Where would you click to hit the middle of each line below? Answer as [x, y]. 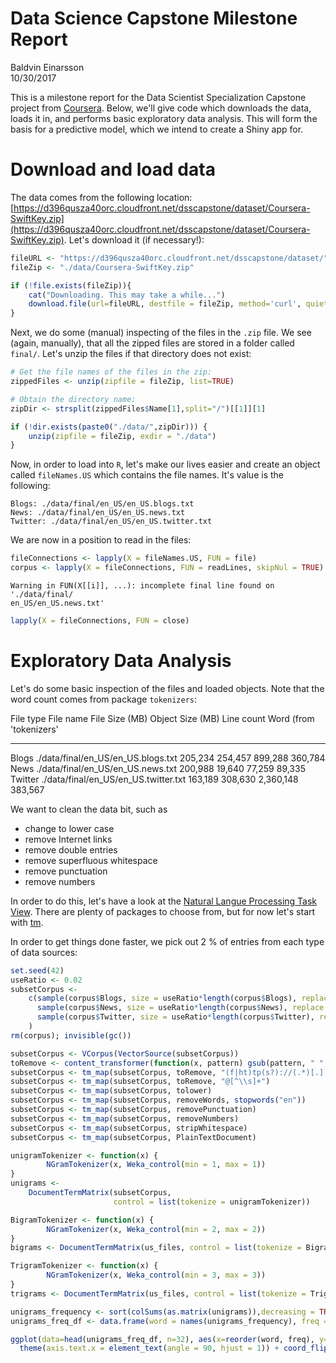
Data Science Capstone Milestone [154, 18]
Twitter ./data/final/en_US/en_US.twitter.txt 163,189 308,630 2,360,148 [154, 779]
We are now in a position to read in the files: [101, 540]
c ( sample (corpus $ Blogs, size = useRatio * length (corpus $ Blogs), [163, 998]
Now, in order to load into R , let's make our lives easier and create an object [165, 464]
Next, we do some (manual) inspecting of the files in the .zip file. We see [161, 333]
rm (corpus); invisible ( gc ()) [71, 1035]
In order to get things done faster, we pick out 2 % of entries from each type [167, 941]
